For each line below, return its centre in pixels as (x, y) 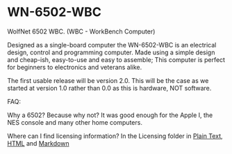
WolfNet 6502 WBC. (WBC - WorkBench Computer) (81, 31)
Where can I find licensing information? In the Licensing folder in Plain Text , (115, 136)
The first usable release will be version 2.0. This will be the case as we (108, 80)
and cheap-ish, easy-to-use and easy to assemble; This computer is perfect (116, 59)
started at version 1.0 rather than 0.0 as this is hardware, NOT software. (109, 88)
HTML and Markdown (38, 143)
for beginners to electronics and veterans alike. (75, 67)
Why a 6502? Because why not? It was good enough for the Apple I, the (110, 115)
